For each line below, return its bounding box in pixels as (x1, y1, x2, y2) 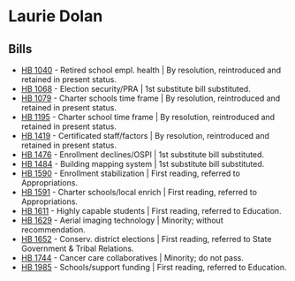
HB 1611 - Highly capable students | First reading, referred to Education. (20, 206, 282, 216)
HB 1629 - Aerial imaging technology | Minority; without (20, 215, 223, 225)
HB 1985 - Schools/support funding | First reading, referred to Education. (20, 262, 288, 272)
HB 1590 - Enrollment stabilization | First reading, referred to (20, 168, 240, 178)
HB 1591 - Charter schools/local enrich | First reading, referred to (20, 187, 258, 197)
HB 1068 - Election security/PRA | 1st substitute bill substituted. (20, 84, 251, 94)
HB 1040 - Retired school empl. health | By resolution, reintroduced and (20, 65, 282, 75)
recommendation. (20, 224, 86, 235)
